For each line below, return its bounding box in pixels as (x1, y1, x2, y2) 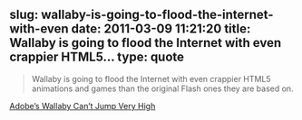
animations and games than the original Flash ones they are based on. (31, 83, 294, 94)
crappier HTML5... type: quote (9, 50, 184, 65)
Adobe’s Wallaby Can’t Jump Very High (9, 100, 156, 111)
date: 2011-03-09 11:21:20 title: (71, 22, 251, 37)
